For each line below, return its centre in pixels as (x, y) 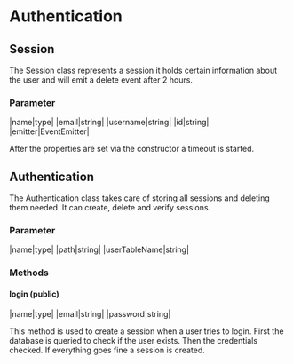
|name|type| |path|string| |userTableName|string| (99, 249)
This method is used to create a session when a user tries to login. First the (146, 331)
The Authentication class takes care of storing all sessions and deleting (140, 198)
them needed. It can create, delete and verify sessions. (110, 208)
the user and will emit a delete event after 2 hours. (101, 80)
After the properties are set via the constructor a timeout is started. (132, 149)
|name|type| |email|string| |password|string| (90, 313)
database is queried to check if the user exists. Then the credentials (134, 340)
